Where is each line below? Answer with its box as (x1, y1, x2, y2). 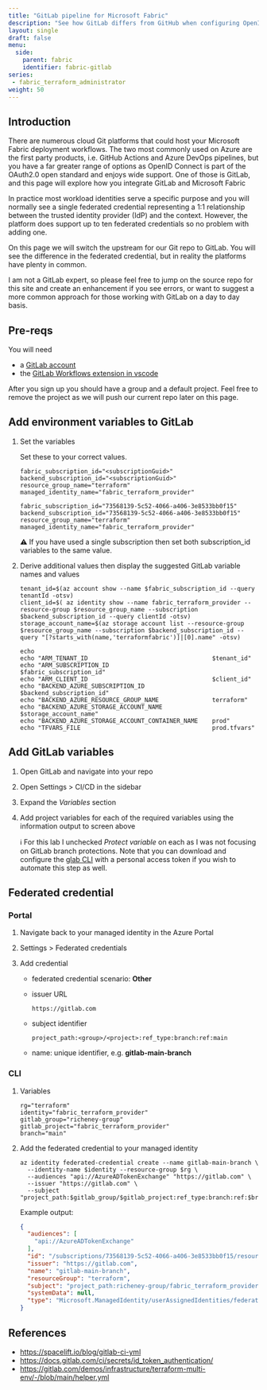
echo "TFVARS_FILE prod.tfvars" (19, 724, 256, 732)
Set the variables (19, 437, 75, 446)
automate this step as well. (19, 863, 107, 872)
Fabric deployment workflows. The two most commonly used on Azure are (8, 145, 253, 154)
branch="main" (19, 1129, 67, 1137)
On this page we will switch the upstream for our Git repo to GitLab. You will (8, 243, 256, 253)
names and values (19, 569, 80, 579)
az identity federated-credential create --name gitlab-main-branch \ (19, 1159, 259, 1167)
